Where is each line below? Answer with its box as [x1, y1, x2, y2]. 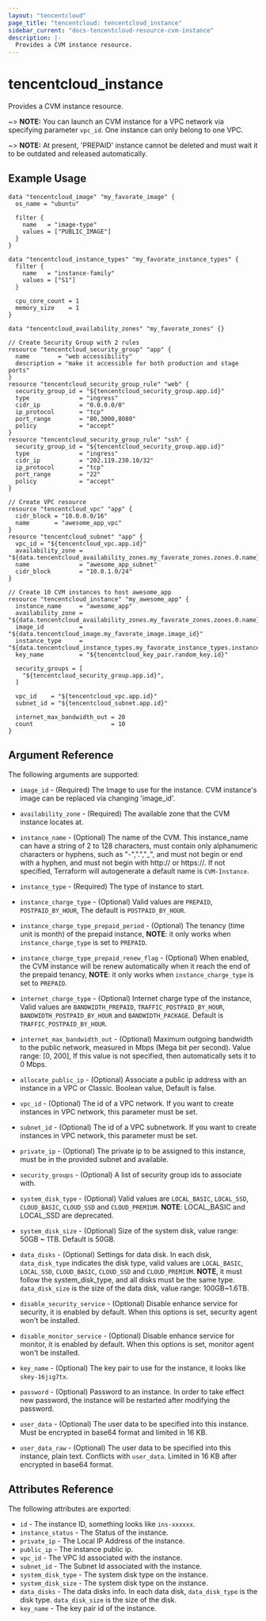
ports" [8, 366, 30, 374]
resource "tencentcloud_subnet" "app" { [8, 533, 144, 541]
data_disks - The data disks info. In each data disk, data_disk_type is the [19, 1586, 258, 1596]
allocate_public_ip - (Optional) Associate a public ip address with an [19, 1075, 247, 1084]
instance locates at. [19, 817, 84, 827]
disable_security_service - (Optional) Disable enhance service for [19, 1298, 238, 1308]
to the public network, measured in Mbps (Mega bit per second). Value [19, 1042, 251, 1052]
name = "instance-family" [22, 269, 115, 277]
